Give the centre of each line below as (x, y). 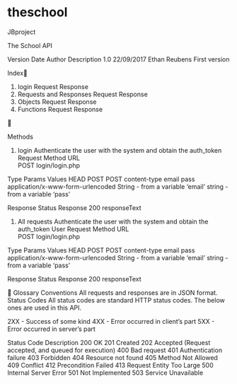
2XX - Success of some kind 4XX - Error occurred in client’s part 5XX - (111, 321)
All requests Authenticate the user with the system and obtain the (113, 221)
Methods (21, 136)
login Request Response (53, 86)
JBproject (22, 32)
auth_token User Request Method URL (73, 229)
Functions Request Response (60, 109)
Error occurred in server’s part (51, 329)
